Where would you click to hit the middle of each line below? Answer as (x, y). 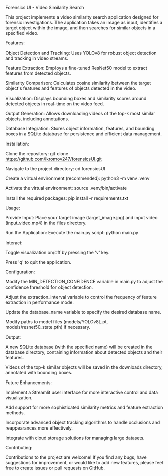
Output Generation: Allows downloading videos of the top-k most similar (80, 113)
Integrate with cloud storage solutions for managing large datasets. (75, 438)
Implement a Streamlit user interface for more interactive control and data (82, 392)
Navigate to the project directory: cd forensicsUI (55, 169)
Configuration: (20, 272)
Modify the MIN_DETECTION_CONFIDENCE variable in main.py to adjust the (84, 282)
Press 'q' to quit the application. (38, 262)
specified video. (22, 33)
